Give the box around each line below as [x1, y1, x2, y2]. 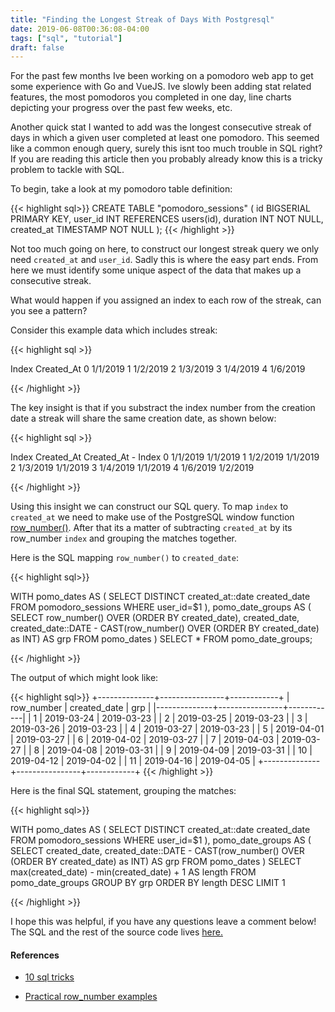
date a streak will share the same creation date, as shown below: [10, 412, 277, 425]
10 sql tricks [24, 971, 75, 983]
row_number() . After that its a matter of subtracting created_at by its [10, 522, 293, 534]
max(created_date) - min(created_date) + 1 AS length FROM [10, 866, 257, 878]
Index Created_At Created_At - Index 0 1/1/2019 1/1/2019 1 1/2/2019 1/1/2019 [10, 451, 320, 463]
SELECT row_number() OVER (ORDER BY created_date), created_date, [10, 612, 300, 624]
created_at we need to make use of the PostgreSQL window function [10, 511, 295, 523]
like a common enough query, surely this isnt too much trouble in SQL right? [10, 142, 323, 155]
